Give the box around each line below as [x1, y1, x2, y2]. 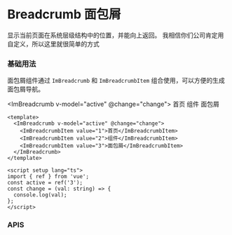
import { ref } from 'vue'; [7, 173, 90, 180]
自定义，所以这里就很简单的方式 [7, 39, 100, 48]
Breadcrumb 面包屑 [7, 6, 121, 22]
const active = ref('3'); [7, 180, 83, 187]
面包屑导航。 [7, 85, 44, 93]
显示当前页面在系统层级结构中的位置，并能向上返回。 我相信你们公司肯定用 [7, 31, 224, 39]
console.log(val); [13, 192, 68, 199]
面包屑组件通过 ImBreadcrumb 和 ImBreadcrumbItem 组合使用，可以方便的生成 [7, 76, 226, 85]
